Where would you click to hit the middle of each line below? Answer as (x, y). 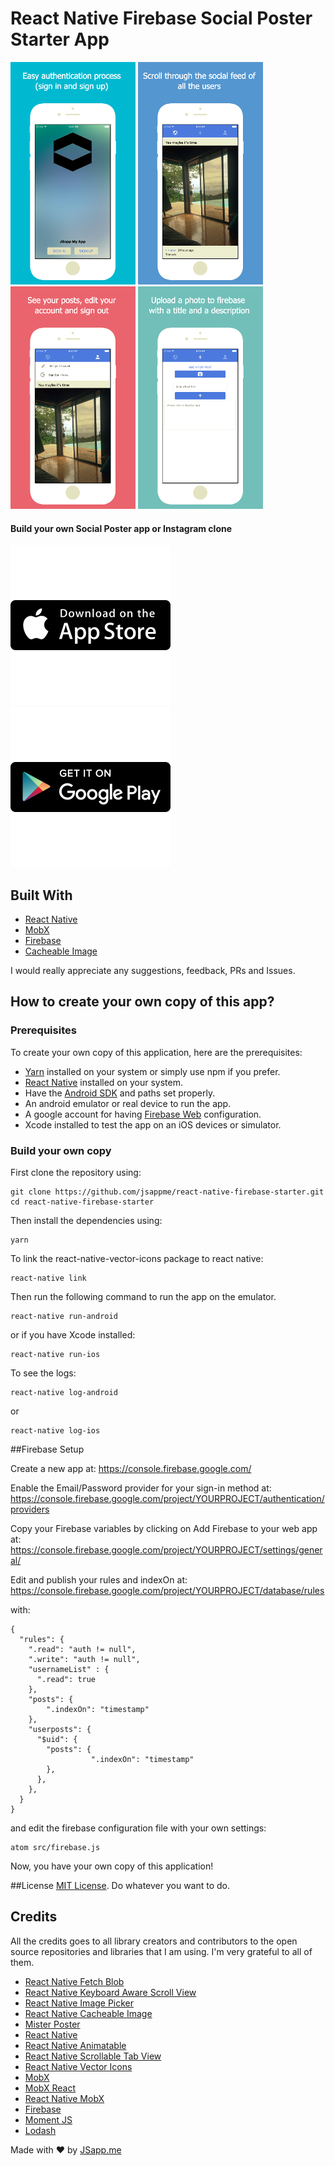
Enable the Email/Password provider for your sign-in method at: (141, 1488)
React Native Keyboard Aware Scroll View (110, 1992)
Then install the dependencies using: (86, 1220)
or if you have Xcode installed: (73, 1334)
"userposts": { (60, 1729)
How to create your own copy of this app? (142, 1002)
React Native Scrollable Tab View (93, 2056)
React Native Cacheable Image (88, 2013)
